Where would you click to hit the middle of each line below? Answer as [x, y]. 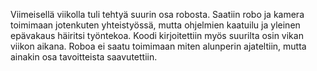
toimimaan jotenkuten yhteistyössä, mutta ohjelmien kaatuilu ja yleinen [155, 25]
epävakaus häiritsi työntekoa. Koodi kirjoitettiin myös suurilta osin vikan [157, 35]
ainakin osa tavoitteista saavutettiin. [84, 57]
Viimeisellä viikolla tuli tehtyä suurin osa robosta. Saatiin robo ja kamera [157, 14]
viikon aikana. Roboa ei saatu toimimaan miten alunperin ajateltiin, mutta [158, 46]
